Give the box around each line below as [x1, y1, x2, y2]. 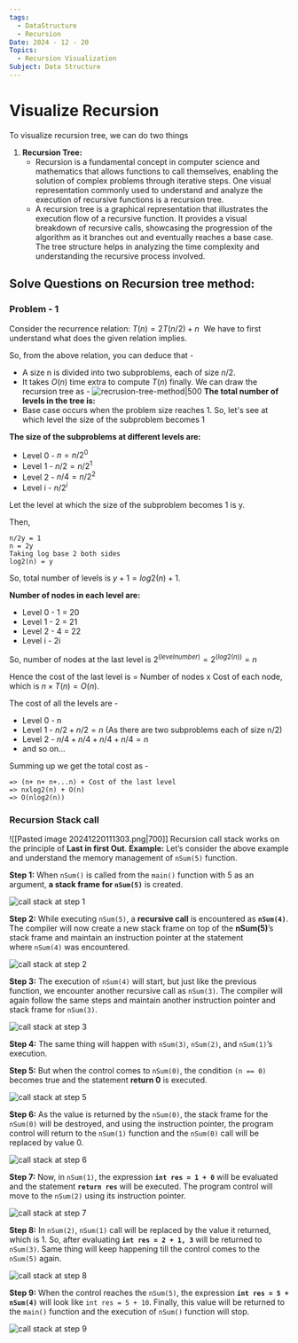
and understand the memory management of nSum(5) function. [9, 853, 238, 863]
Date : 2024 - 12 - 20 [9, 37, 90, 47]
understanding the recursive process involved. [35, 250, 206, 262]
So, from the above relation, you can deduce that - [9, 349, 194, 360]
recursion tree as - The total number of [21, 386, 279, 396]
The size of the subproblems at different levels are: [9, 431, 201, 441]
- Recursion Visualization [17, 54, 117, 63]
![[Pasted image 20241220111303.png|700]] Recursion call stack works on [9, 834, 280, 845]
